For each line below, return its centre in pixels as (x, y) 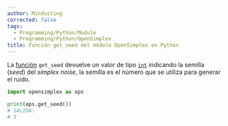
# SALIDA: (21, 110)
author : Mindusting (35, 13)
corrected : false (32, 20)
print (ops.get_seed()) (39, 104)
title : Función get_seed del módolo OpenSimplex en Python (93, 45)
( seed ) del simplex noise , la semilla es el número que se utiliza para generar (114, 72)
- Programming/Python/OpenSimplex (62, 39)
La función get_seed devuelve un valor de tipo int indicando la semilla (106, 65)
